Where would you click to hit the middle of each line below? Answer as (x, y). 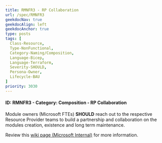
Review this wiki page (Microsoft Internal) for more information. (72, 135)
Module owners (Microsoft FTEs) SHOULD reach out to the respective (79, 114)
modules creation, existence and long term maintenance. (65, 125)
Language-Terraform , (32, 63)
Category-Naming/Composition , (42, 53)
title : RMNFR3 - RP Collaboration (42, 10)
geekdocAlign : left (26, 24)
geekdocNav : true (24, 19)
